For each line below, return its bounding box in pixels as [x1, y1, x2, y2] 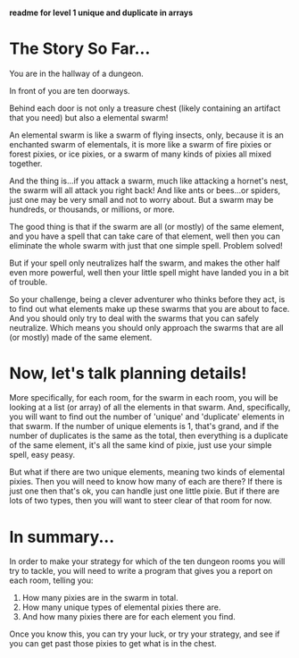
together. [9, 157, 43, 169]
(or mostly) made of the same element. [9, 332, 153, 342]
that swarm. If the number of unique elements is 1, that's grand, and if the [9, 421, 279, 432]
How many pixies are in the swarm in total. [21, 593, 179, 603]
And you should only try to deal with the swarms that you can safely [9, 313, 260, 324]
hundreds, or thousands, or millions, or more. [9, 204, 176, 215]
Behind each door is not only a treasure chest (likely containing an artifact [9, 103, 281, 114]
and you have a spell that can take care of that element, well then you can [9, 231, 281, 241]
